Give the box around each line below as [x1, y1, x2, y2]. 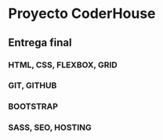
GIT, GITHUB [8, 80, 57, 91]
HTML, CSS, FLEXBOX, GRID [8, 59, 118, 70]
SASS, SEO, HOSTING [8, 122, 92, 133]
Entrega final [8, 36, 72, 49]
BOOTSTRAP [8, 101, 59, 112]
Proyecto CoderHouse [8, 5, 156, 23]
